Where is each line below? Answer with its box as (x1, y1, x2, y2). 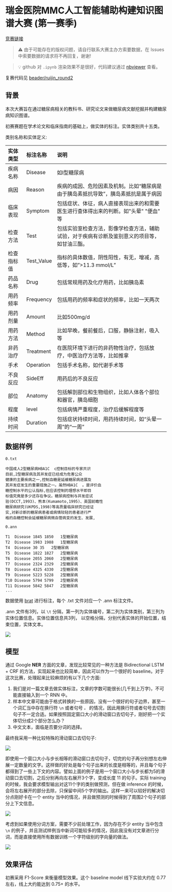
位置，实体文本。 (9, 621, 46, 627)
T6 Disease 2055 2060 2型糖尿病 (5, 556, 78, 561)
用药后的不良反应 (57, 375, 98, 382)
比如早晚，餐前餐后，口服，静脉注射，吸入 (57, 327, 160, 334)
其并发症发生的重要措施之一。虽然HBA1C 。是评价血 (5, 482, 101, 488)
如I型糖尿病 (57, 169, 84, 176)
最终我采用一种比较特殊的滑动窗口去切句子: (5, 735, 97, 741)
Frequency (26, 296, 52, 303)
